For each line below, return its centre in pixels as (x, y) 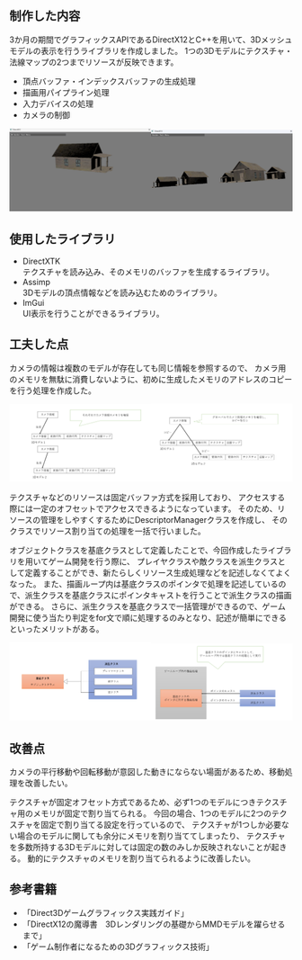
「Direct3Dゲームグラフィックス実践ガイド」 (105, 912)
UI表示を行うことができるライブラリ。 (93, 314)
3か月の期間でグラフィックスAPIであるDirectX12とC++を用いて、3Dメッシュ (151, 40)
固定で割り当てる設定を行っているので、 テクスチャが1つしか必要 (160, 824)
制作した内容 (45, 16)
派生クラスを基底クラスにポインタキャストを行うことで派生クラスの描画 (158, 595)
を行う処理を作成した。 (53, 390)
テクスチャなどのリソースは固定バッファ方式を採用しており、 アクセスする (147, 497)
